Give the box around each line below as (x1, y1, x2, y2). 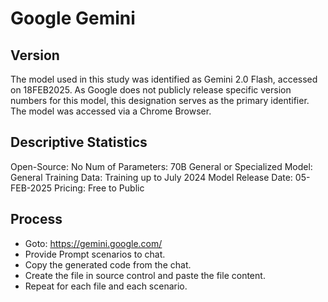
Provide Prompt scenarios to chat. (24, 248, 166, 260)
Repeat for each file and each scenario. (24, 280, 188, 292)
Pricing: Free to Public (53, 182, 145, 194)
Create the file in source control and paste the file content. (24, 269, 266, 281)
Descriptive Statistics (10, 134, 148, 151)
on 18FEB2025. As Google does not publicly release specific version (10, 84, 292, 96)
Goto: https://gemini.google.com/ (24, 237, 163, 249)
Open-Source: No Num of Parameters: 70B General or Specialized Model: (10, 160, 313, 172)
